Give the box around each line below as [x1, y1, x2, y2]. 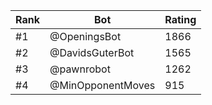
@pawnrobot [49, 62, 111, 76]
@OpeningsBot [49, 30, 122, 43]
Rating [164, 13, 197, 26]
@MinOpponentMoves [49, 79, 156, 92]
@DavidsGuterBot [49, 46, 135, 59]
